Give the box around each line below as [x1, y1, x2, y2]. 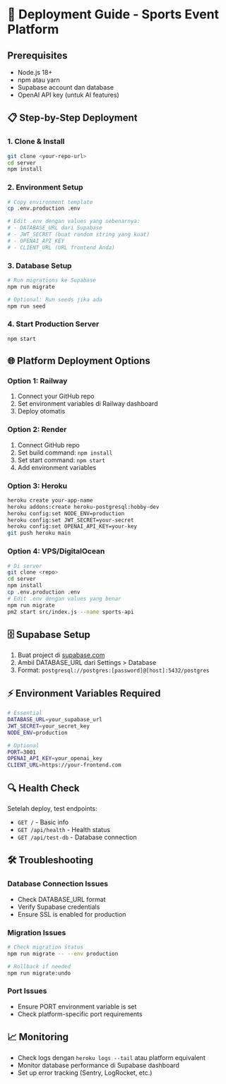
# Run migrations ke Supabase [7, 277, 97, 284]
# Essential [7, 709, 42, 717]
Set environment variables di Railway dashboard [17, 399, 158, 408]
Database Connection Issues [7, 879, 109, 889]
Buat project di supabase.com [17, 651, 105, 659]
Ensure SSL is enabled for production [17, 910, 126, 918]
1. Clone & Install [7, 137, 65, 147]
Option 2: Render [7, 425, 67, 435]
